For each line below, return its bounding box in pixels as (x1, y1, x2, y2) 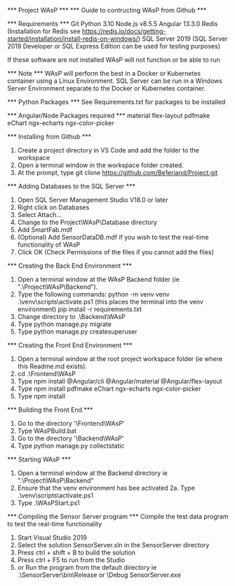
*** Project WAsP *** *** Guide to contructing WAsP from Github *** (7, 6, 207, 14)
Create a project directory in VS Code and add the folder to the (17, 146, 200, 154)
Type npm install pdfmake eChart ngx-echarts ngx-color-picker (17, 384, 201, 393)
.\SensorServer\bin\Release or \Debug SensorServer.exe (17, 571, 181, 579)
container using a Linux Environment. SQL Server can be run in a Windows (7, 77, 223, 85)
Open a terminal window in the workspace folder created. (17, 161, 184, 169)
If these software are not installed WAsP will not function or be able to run (7, 56, 221, 64)
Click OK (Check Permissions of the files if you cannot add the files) (17, 248, 214, 256)
